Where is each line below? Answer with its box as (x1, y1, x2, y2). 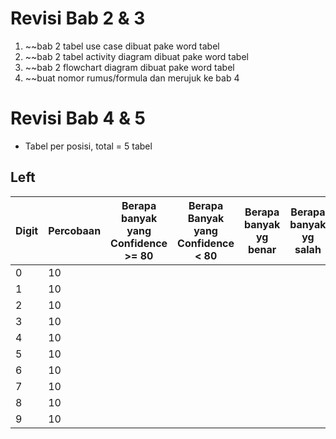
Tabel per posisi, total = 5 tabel (24, 140, 153, 152)
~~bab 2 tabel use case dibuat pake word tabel (24, 40, 220, 52)
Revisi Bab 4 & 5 (10, 107, 146, 130)
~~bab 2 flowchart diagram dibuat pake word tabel (24, 61, 235, 73)
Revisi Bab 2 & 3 (10, 7, 146, 30)
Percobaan (48, 223, 102, 237)
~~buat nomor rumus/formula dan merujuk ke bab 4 (24, 72, 240, 84)
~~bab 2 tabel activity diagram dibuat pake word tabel (24, 50, 249, 62)
